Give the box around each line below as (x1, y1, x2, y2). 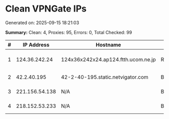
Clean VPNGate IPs (5, 3, 87, 15)
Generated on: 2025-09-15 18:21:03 (5, 20, 79, 26)
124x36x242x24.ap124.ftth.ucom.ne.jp (61, 56, 156, 63)
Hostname (96, 41, 122, 48)
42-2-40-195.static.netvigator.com (61, 73, 148, 80)
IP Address (22, 41, 50, 48)
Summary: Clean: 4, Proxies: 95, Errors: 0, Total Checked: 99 (5, 29, 132, 35)
